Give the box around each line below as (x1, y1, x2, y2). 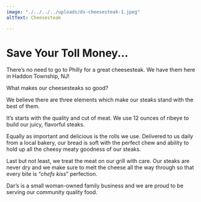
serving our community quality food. (6, 189, 97, 196)
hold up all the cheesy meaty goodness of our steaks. (6, 145, 141, 153)
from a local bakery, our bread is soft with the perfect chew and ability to (6, 139, 189, 147)
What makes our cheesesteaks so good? (6, 85, 108, 92)
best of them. (6, 103, 40, 110)
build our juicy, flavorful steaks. (6, 121, 85, 128)
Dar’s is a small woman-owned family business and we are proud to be (6, 182, 184, 189)
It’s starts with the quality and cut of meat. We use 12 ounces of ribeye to (6, 114, 189, 122)
